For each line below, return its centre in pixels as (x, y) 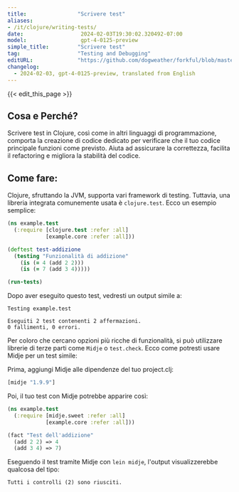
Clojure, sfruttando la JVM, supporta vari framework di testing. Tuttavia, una (119, 196)
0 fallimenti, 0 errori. (44, 328)
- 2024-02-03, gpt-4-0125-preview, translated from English (105, 73)
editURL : (20, 60)
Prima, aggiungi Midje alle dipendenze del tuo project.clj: (91, 370)
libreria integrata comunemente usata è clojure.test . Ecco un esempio (112, 203)
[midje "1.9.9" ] (31, 383)
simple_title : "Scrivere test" (67, 47)
